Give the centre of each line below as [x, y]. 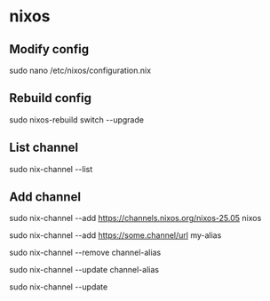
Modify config [49, 49]
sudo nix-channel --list [51, 169]
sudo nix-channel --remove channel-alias [85, 253]
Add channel [45, 197]
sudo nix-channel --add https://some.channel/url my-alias [115, 235]
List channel [44, 148]
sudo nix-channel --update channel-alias [84, 270]
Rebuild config [50, 98]
